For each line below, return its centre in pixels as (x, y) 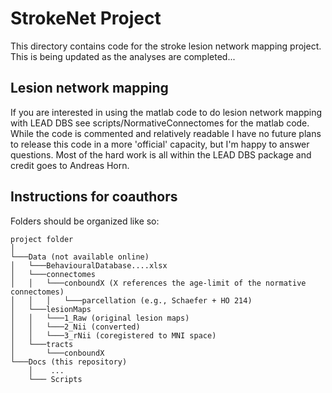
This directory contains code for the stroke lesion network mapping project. (166, 46)
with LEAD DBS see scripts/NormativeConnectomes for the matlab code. (160, 123)
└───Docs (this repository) (69, 362)
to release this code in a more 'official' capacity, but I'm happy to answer (160, 144)
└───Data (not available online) (80, 257)
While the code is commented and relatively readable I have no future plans (166, 133)
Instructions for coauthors (94, 197)
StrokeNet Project (86, 18)
